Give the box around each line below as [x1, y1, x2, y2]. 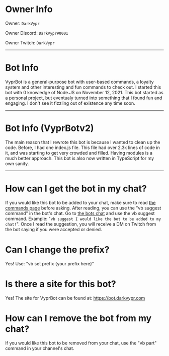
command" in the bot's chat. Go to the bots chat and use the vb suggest [5, 210, 155, 216]
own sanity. [5, 160, 29, 167]
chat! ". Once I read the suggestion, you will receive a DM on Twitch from [5, 221, 156, 227]
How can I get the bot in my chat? [5, 183, 147, 194]
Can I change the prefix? [5, 244, 110, 255]
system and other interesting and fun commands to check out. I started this [5, 84, 161, 90]
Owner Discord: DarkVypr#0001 [5, 30, 68, 36]
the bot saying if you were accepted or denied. [5, 226, 102, 232]
